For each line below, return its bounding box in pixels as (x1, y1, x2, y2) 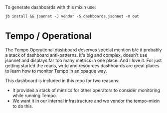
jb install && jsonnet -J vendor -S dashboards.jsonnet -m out (5, 14, 140, 19)
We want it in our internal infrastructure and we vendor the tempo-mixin (12, 98, 160, 104)
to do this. (12, 103, 33, 109)
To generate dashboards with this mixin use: (5, 4, 96, 10)
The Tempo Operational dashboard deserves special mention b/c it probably (5, 47, 162, 53)
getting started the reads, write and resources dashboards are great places (5, 62, 160, 69)
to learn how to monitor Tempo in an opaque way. (5, 68, 107, 74)
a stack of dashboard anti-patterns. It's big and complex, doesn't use (5, 52, 148, 58)
